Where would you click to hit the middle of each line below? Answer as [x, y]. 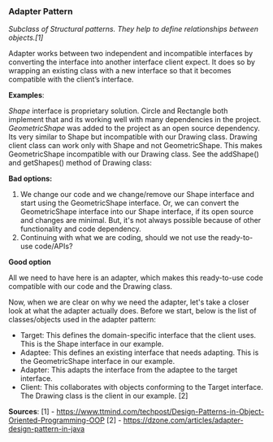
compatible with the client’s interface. [71, 80]
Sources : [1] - [32, 412]
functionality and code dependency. [80, 229]
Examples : [26, 95]
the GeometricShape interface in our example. [97, 361]
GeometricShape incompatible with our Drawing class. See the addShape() [134, 154]
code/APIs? [54, 247]
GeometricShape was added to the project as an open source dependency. [134, 129]
